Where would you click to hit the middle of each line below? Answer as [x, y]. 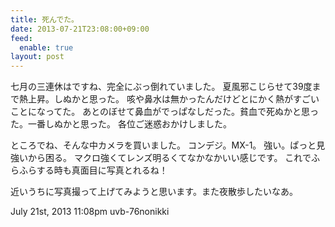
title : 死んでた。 [44, 19]
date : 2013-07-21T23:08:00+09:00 [80, 29]
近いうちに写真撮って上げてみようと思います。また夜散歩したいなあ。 [154, 192]
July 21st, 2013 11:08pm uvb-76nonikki [90, 212]
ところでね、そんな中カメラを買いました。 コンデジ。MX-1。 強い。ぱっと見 [168, 145]
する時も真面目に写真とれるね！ [102, 170]
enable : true [46, 47]
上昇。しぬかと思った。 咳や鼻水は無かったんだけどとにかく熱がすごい [173, 99]
